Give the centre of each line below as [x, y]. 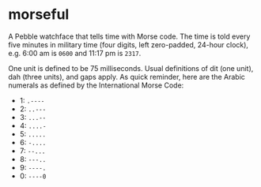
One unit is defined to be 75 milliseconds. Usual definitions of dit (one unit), [131, 68]
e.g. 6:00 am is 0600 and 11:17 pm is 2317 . [75, 53]
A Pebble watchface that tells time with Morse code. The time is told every [129, 36]
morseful [39, 15]
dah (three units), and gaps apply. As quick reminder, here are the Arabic [127, 77]
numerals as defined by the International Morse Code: [96, 85]
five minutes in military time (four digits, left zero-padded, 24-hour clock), [129, 44]
